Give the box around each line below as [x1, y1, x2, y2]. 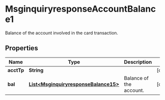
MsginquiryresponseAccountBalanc [5, 3, 156, 15]
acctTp [7, 67, 25, 74]
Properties [5, 44, 38, 52]
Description [124, 59, 152, 65]
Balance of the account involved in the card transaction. [5, 30, 118, 36]
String [28, 67, 44, 74]
